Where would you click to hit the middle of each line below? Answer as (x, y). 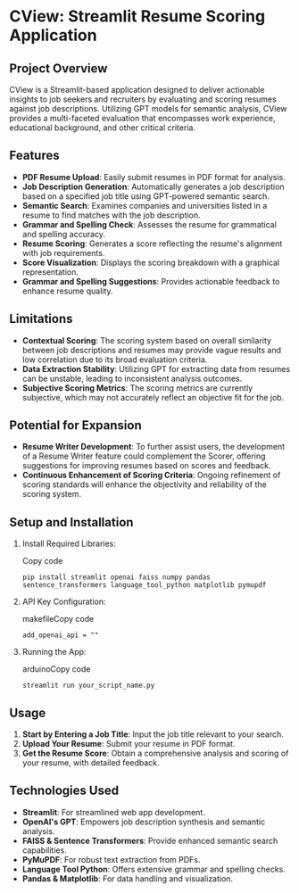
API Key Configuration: (64, 602)
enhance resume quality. (67, 291)
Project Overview (58, 68)
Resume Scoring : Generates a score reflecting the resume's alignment (152, 244)
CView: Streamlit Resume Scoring (137, 17)
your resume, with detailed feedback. (91, 763)
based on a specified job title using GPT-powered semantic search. (146, 196)
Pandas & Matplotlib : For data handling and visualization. (128, 878)
